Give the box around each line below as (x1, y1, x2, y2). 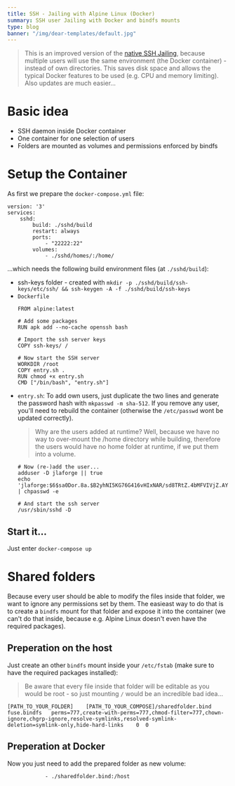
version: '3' (7, 203, 46, 211)
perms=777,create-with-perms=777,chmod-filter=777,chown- (51, 709, 224, 716)
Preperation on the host (7, 642, 113, 654)
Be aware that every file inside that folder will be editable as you (24, 682, 210, 690)
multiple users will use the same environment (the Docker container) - (24, 57, 227, 65)
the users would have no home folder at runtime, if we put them (34, 443, 219, 451)
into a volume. (34, 450, 76, 459)
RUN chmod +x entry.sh (17, 373, 84, 380)
